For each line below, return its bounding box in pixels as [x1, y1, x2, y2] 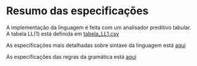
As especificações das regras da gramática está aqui [6, 53, 137, 60]
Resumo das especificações [6, 4, 149, 18]
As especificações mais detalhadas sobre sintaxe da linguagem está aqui [6, 42, 186, 49]
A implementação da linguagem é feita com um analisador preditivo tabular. [6, 24, 192, 31]
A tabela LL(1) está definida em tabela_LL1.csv [6, 30, 119, 37]
